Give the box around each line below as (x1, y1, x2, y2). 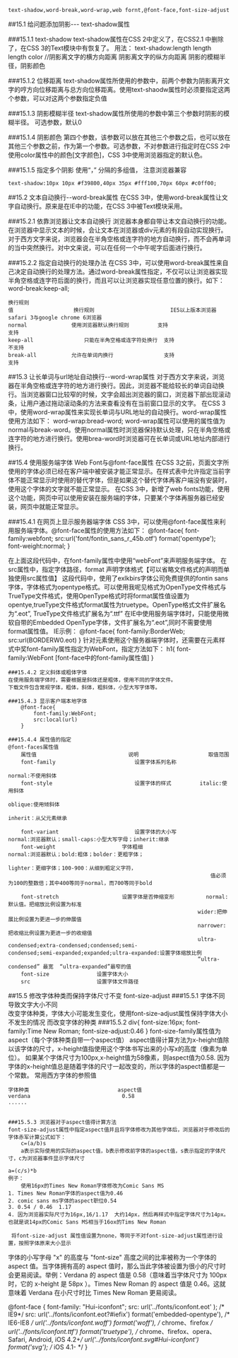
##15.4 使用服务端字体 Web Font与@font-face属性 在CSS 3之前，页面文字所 (8, 458, 230, 467)
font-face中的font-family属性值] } (56, 654, 154, 662)
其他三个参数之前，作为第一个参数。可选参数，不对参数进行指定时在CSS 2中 (8, 142, 230, 150)
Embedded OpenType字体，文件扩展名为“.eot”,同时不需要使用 (32, 619, 213, 626)
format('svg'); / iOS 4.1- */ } (8, 1343, 88, 1351)
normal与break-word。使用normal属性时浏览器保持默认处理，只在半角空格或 (8, 426, 231, 434)
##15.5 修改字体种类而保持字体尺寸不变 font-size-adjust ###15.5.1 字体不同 (8, 992, 225, 1000)
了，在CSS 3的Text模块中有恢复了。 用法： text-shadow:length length (8, 44, 212, 52)
